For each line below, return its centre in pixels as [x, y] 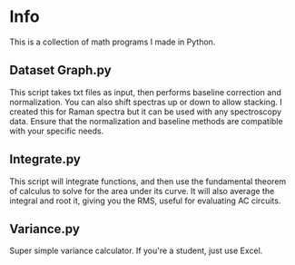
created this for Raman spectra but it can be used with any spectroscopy [146, 112]
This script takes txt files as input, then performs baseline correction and [145, 92]
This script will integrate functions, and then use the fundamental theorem [148, 181]
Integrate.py [45, 159]
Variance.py [44, 229]
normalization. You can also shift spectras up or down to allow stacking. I [146, 102]
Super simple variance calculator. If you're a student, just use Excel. [136, 250]
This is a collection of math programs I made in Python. [113, 42]
